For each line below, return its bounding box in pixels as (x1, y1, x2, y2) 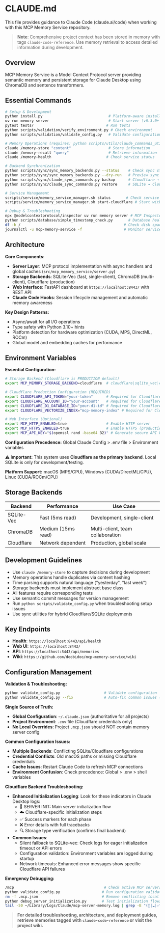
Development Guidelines (5, 556, 82, 565)
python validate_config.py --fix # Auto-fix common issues (5, 695, 157, 700)
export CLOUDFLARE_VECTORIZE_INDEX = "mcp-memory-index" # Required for (5, 408, 153, 413)
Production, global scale (90, 539, 146, 546)
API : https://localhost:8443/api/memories (12, 649, 99, 655)
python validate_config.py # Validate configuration (5, 690, 157, 695)
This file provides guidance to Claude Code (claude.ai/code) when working (5, 19, 157, 25)
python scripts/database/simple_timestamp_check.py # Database (5, 218, 151, 223)
